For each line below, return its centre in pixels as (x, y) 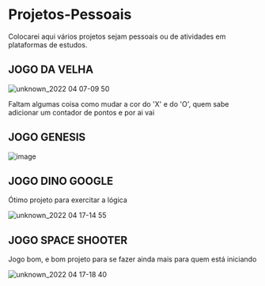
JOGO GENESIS (47, 137)
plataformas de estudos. (48, 44)
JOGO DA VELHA (51, 70)
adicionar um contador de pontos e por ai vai (81, 112)
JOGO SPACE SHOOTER (68, 240)
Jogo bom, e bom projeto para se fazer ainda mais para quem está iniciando (132, 259)
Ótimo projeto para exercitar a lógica (68, 200)
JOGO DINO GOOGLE (61, 181)
